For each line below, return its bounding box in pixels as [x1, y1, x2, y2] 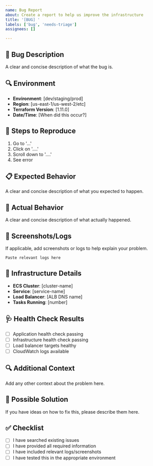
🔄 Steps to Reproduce [5, 127, 76, 135]
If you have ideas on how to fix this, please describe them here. [5, 409, 140, 415]
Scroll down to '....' [12, 151, 52, 157]
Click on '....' [12, 146, 39, 152]
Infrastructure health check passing [12, 337, 89, 343]
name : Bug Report [5, 7, 43, 13]
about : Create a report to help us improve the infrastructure [5, 12, 144, 17]
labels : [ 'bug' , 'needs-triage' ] [5, 22, 77, 27]
